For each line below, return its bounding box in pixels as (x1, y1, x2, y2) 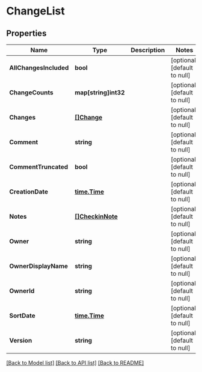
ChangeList (6, 4, 65, 18)
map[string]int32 (75, 88, 125, 97)
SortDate (9, 311, 36, 320)
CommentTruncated (9, 163, 69, 171)
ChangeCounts (9, 88, 54, 97)
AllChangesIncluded (9, 64, 69, 72)
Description (130, 46, 165, 54)
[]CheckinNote (75, 212, 118, 221)
